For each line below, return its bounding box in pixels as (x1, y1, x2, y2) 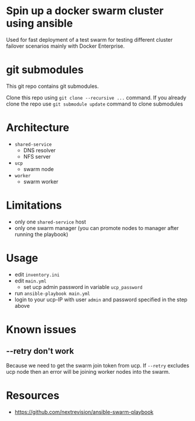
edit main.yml (14, 277, 47, 284)
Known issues (6, 323, 76, 336)
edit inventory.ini (14, 271, 60, 278)
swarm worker (23, 178, 59, 185)
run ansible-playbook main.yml (14, 290, 90, 297)
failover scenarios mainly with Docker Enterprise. (6, 42, 125, 50)
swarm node (23, 165, 54, 172)
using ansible (6, 17, 73, 30)
